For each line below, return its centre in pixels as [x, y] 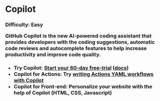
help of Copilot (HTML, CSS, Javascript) [63, 93]
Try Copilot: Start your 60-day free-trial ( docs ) [71, 68]
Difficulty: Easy [24, 25]
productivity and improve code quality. [53, 55]
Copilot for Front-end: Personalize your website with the [83, 87]
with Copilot [29, 81]
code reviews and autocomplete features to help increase [76, 48]
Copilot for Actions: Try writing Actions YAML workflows [84, 74]
